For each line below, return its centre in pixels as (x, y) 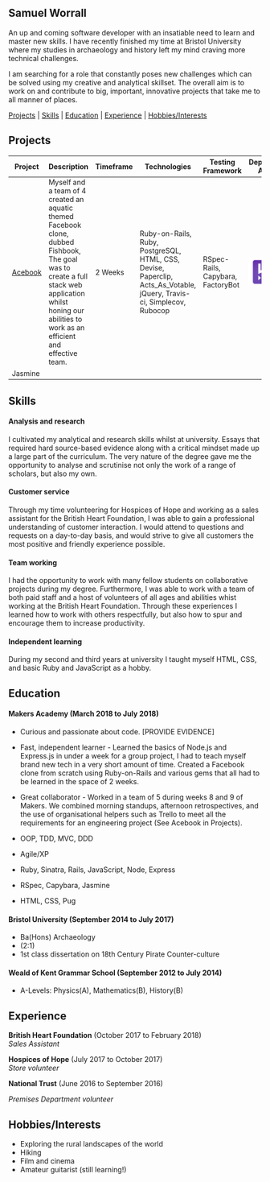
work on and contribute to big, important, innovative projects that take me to (135, 91)
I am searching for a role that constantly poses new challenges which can (130, 74)
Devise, (152, 268)
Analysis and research (47, 421)
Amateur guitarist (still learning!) (73, 1169)
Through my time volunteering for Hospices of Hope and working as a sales (134, 510)
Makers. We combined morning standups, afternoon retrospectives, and (139, 805)
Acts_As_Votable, (168, 285)
